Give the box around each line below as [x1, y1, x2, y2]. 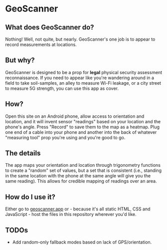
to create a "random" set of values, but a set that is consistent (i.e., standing [5, 167, 162, 173]
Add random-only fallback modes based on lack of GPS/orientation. [12, 239, 152, 245]
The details [5, 149, 41, 158]
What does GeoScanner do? [5, 23, 94, 32]
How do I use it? [5, 192, 56, 201]
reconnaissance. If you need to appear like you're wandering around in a [5, 75, 155, 81]
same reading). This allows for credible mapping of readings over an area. [5, 178, 157, 184]
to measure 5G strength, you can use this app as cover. [5, 85, 119, 91]
